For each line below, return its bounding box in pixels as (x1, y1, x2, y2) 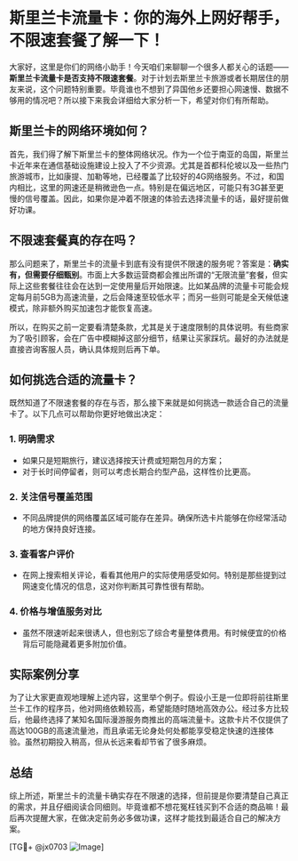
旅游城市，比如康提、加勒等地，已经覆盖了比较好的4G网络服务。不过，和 (9, 171, 277, 181)
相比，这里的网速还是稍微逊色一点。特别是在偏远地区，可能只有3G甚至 (16, 181, 277, 192)
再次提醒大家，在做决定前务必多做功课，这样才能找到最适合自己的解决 (16, 813, 273, 824)
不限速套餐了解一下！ (9, 30, 166, 51)
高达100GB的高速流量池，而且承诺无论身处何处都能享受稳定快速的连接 (9, 726, 266, 736)
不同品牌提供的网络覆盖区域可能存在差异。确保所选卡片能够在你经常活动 (21, 512, 286, 523)
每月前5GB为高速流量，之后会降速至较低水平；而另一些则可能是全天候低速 (16, 291, 289, 302)
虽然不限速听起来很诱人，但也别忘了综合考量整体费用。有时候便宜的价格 (21, 627, 286, 638)
